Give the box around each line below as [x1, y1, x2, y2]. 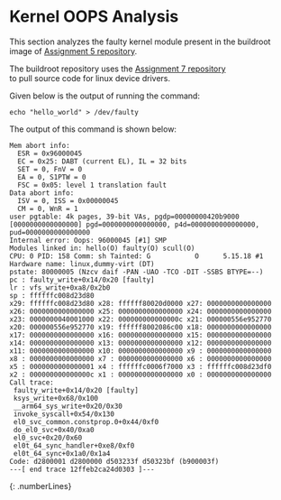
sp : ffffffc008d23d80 [9, 291, 95, 300]
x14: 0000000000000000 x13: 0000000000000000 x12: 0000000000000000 [9, 338, 272, 347]
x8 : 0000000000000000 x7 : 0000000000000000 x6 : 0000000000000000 [9, 354, 272, 363]
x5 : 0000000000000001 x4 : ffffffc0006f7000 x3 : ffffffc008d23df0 [9, 362, 272, 371]
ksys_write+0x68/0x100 [13, 394, 99, 403]
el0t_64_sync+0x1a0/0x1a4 [13, 449, 111, 458]
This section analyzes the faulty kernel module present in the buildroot [9, 36, 271, 47]
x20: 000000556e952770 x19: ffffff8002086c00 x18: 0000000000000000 [9, 322, 272, 331]
